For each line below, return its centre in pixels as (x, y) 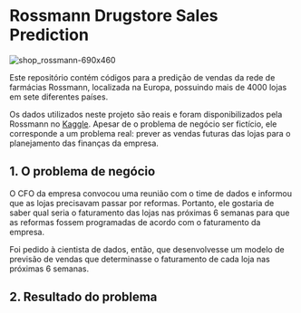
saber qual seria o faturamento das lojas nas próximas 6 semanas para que (150, 213)
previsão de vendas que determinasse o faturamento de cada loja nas (140, 259)
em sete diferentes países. (59, 97)
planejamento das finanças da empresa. (84, 143)
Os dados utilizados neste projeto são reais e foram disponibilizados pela (146, 114)
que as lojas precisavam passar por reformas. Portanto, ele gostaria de (142, 203)
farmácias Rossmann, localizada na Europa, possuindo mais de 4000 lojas (148, 87)
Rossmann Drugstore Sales (114, 16)
